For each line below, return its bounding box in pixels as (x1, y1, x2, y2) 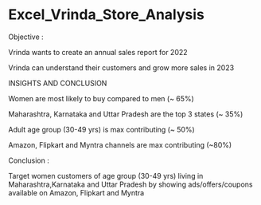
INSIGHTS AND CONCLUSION (8, 78, 107, 88)
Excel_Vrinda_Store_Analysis (8, 6, 205, 24)
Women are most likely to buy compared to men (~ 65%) (8, 93, 195, 103)
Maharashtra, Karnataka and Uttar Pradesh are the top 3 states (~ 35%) (8, 109, 243, 119)
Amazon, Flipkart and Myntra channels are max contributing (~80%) (8, 140, 232, 149)
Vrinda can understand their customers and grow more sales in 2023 (8, 62, 235, 73)
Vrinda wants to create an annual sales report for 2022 (8, 47, 189, 57)
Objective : (8, 32, 44, 41)
